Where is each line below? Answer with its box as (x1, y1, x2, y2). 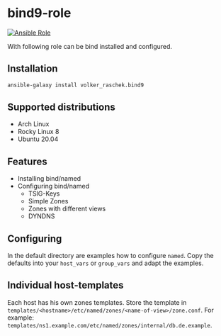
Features (7, 155, 47, 167)
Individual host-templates (7, 279, 124, 291)
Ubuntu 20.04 (17, 135, 59, 143)
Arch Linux (17, 120, 50, 128)
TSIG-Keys (28, 189, 60, 198)
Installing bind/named (17, 174, 81, 183)
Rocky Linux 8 (17, 128, 59, 136)
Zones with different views (28, 204, 106, 213)
